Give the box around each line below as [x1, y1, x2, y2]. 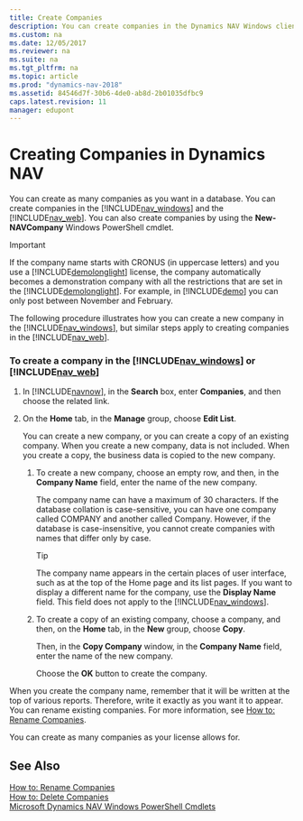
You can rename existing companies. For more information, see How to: [9, 705, 276, 715]
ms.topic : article [9, 72, 78, 81]
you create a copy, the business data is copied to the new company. [22, 450, 276, 461]
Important [9, 240, 46, 251]
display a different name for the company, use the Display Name [35, 587, 277, 598]
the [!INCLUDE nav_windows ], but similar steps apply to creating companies [9, 322, 289, 334]
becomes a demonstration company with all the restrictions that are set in [9, 276, 283, 287]
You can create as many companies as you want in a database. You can [9, 193, 276, 204]
